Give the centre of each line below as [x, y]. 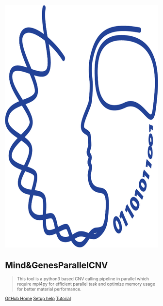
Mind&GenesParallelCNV [57, 266]
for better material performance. [49, 289]
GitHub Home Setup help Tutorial [38, 298]
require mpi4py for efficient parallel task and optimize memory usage [86, 284]
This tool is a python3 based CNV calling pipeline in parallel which [83, 278]
